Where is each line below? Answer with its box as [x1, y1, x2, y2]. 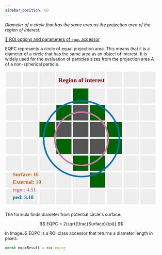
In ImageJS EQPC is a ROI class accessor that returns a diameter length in [5, 230, 153, 236]
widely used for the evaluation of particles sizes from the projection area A [5, 56, 154, 62]
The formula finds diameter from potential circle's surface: [5, 211, 122, 218]
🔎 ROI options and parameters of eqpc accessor [5, 36, 100, 42]
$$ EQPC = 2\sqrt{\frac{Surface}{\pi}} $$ [39, 221, 124, 227]
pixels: [5, 236, 18, 241]
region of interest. [5, 27, 41, 32]
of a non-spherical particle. [5, 61, 60, 67]
